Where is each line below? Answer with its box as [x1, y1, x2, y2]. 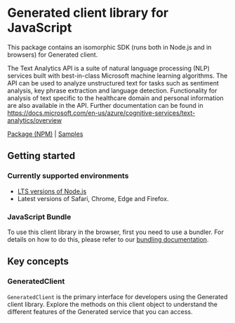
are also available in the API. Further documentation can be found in [7, 101, 203, 109]
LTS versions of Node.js [17, 187, 87, 195]
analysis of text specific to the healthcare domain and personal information [7, 93, 224, 102]
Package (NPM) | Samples [7, 130, 83, 138]
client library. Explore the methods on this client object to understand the [7, 300, 217, 308]
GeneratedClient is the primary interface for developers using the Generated [7, 292, 228, 301]
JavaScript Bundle [7, 212, 72, 221]
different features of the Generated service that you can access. [7, 307, 193, 316]
